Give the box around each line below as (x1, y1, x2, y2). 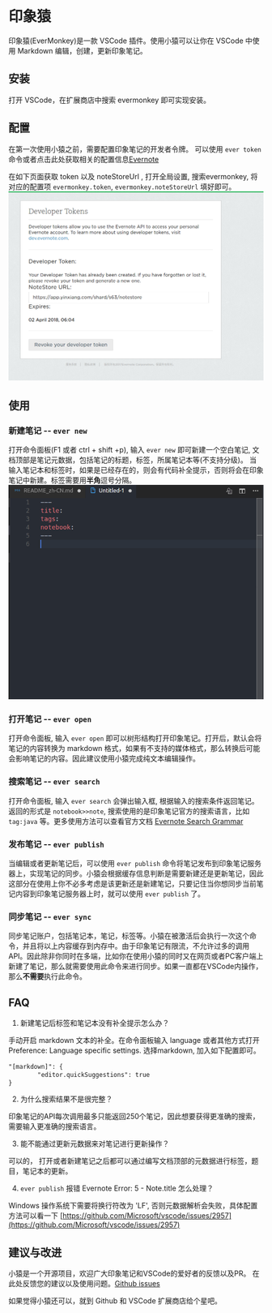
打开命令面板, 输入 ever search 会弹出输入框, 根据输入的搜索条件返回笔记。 (8, 796, 259, 805)
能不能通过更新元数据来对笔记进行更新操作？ (19, 1139, 170, 1148)
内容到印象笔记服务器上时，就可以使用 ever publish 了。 (15, 889, 205, 899)
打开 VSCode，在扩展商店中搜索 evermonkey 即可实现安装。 (8, 95, 210, 105)
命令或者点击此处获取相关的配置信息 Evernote (8, 154, 159, 164)
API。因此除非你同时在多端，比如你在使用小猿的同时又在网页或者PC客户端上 (8, 951, 264, 961)
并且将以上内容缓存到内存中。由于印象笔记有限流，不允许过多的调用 (22, 942, 249, 951)
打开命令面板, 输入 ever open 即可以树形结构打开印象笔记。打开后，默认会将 (8, 733, 262, 743)
